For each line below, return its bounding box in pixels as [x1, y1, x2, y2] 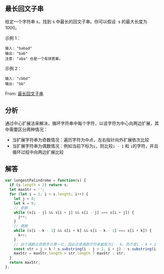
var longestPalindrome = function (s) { [5, 178, 86, 183]
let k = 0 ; [14, 200, 36, 206]
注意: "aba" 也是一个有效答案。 [5, 56, 63, 61]
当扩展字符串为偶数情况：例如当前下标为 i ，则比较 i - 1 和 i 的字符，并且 [12, 143, 159, 149]
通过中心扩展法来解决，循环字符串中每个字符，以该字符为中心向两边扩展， [5, 120, 155, 126]
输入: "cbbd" [5, 76, 30, 81]
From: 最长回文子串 [5, 90, 44, 97]
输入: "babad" [5, 46, 33, 50]
